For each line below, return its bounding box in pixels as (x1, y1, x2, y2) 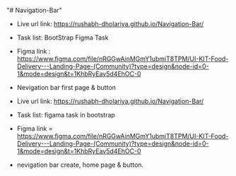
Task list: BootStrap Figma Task (16, 33, 109, 42)
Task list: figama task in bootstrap (16, 111, 116, 119)
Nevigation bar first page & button (16, 83, 116, 91)
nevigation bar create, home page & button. (16, 160, 144, 169)
